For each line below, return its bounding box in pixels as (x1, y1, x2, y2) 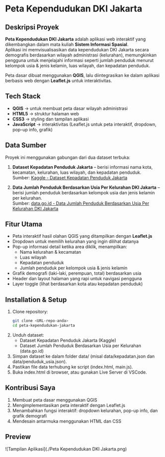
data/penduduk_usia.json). (12, 359, 67, 365)
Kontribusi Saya (5, 384, 56, 392)
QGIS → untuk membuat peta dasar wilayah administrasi (12, 105, 128, 111)
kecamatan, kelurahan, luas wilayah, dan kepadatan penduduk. (12, 169, 142, 175)
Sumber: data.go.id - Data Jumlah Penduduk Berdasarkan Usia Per (12, 200, 150, 206)
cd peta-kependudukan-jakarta (12, 323, 76, 328)
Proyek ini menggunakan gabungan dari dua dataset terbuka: (5, 154, 131, 160)
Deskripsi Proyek (5, 23, 59, 31)
